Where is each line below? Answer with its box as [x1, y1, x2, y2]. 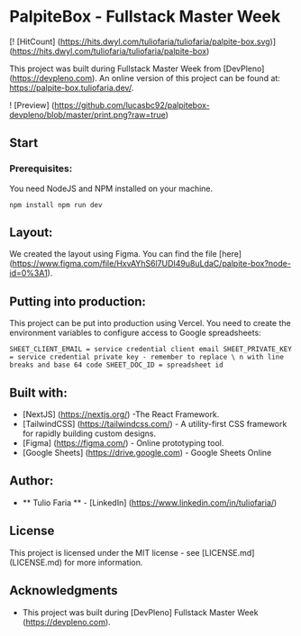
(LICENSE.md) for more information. [9, 557, 143, 568]
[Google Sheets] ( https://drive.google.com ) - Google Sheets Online [22, 448, 272, 459]
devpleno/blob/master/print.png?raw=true [9, 109, 166, 120]
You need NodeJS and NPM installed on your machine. [9, 183, 214, 194]
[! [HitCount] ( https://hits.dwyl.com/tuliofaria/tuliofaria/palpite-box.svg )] [9, 36, 277, 47]
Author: [9, 473, 54, 488]
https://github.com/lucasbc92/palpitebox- [53, 99, 210, 110]
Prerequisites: [9, 162, 73, 175]
